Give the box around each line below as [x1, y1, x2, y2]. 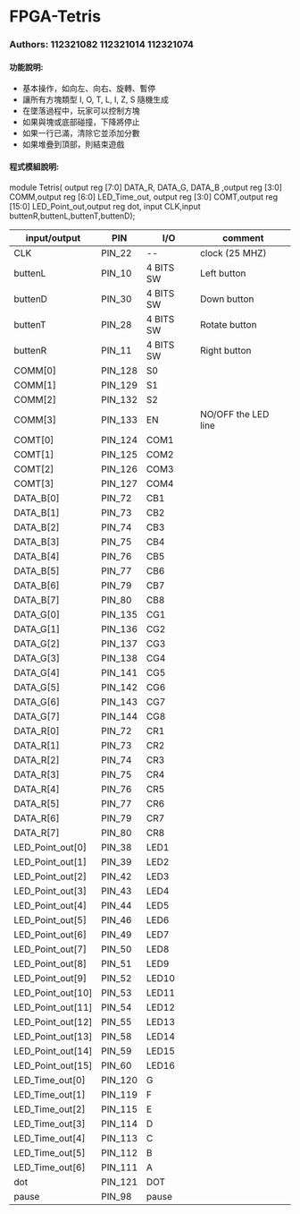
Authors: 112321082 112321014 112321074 [9, 38, 195, 51]
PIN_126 [101, 463, 138, 475]
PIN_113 [101, 1132, 138, 1144]
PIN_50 [101, 943, 132, 955]
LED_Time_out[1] [13, 1088, 86, 1100]
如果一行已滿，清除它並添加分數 [21, 128, 140, 139]
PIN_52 [101, 971, 132, 984]
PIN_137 [101, 637, 138, 650]
